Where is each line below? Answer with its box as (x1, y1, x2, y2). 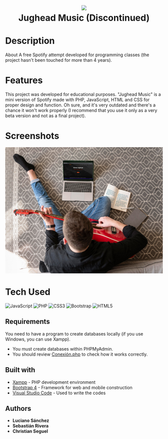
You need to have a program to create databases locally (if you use (5, 331, 143, 337)
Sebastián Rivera (12, 423, 49, 429)
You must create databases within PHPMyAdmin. (12, 346, 113, 352)
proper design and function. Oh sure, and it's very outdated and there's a (5, 102, 156, 108)
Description (5, 35, 55, 47)
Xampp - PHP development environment (12, 379, 96, 385)
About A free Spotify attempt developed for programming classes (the (5, 52, 149, 58)
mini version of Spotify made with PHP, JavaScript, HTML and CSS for (5, 97, 150, 103)
